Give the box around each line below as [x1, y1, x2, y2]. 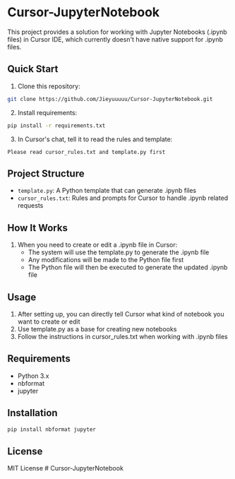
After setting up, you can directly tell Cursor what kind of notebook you [17, 309, 224, 318]
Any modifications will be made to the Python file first [28, 256, 184, 264]
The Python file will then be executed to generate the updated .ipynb [28, 263, 228, 272]
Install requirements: [17, 108, 78, 117]
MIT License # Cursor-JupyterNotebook [7, 464, 123, 473]
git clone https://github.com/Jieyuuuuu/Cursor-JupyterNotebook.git [7, 95, 213, 102]
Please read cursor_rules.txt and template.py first [7, 148, 166, 155]
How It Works [7, 222, 68, 234]
